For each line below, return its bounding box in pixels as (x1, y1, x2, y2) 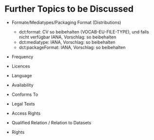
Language (11, 72, 32, 78)
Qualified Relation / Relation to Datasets (11, 120, 91, 125)
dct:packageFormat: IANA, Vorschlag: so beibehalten (19, 44, 126, 50)
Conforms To (11, 91, 38, 97)
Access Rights (11, 110, 41, 116)
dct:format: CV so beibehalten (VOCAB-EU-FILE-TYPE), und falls (19, 29, 149, 35)
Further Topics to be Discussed (4, 3, 134, 15)
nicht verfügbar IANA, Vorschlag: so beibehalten (19, 34, 116, 40)
